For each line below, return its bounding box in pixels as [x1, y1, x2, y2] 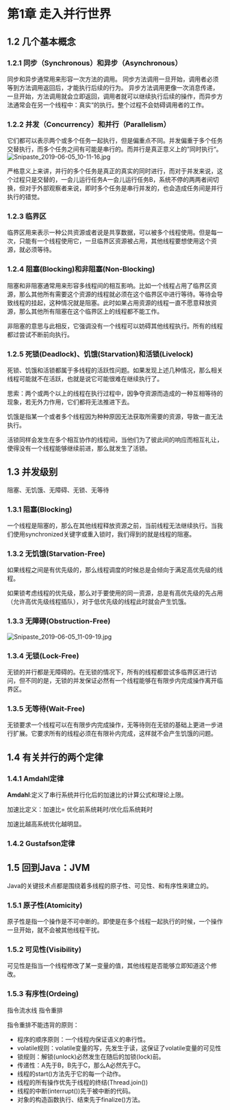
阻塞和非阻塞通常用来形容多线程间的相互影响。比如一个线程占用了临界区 [7, 281, 211, 289]
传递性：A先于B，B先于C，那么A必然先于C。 [16, 1061, 144, 1069]
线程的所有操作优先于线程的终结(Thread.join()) [16, 1078, 149, 1086]
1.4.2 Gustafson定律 [7, 839, 75, 848]
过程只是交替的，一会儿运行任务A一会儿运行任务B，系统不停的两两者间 [12, 176, 214, 184]
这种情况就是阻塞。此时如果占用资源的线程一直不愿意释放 [49, 298, 211, 306]
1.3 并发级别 [7, 466, 58, 478]
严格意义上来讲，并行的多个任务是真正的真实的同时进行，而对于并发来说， [7, 167, 217, 175]
